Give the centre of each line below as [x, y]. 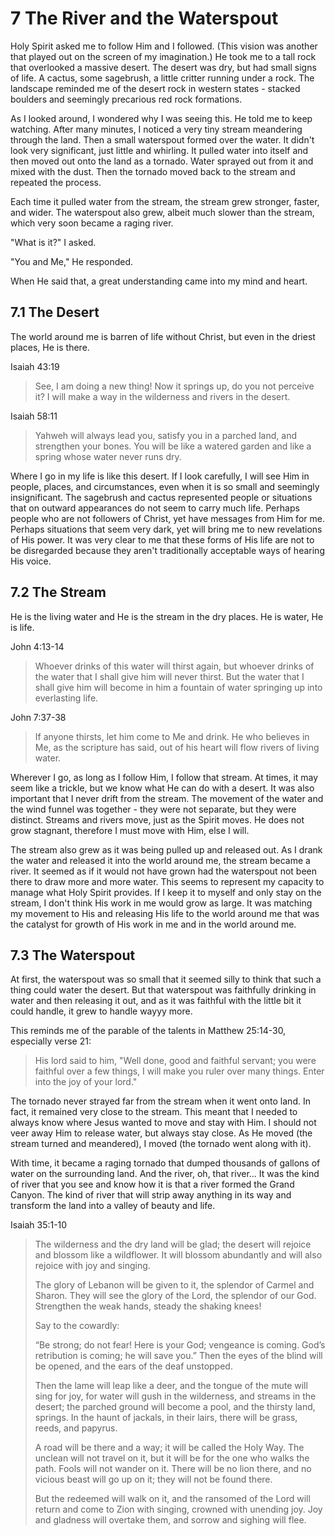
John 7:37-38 [38, 717]
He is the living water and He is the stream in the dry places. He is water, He [167, 616]
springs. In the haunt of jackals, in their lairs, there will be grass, [166, 1418]
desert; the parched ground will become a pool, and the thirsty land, [175, 1407]
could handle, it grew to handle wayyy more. [101, 1011]
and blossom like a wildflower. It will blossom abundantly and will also [178, 1255]
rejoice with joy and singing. [92, 1266]
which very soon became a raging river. [92, 223]
